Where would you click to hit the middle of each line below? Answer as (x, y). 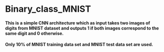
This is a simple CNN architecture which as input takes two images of (78, 23)
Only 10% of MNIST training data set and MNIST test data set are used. (79, 45)
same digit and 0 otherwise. (35, 33)
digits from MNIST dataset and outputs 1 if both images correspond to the (82, 28)
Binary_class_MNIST (48, 9)
